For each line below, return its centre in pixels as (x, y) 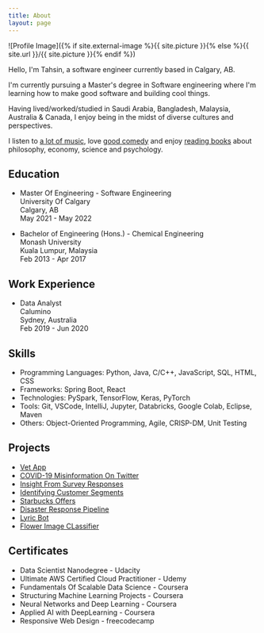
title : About (30, 15)
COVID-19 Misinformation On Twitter (79, 475)
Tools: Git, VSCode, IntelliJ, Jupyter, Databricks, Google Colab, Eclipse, (136, 406)
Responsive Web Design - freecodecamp (87, 620)
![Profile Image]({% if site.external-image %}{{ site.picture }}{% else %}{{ (129, 45)
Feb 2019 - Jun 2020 (54, 328)
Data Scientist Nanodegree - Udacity (80, 570)
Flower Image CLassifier (59, 526)
